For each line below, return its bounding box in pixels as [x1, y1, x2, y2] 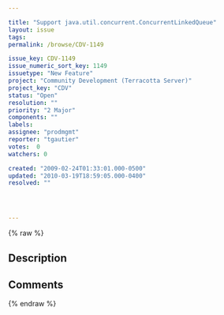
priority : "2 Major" [8, 106, 77, 114]
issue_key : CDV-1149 [8, 54, 77, 63]
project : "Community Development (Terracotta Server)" [8, 77, 192, 84]
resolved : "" [8, 179, 51, 187]
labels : [8, 121, 34, 129]
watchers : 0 [8, 150, 47, 158]
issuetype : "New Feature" [8, 69, 93, 77]
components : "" [8, 114, 58, 122]
